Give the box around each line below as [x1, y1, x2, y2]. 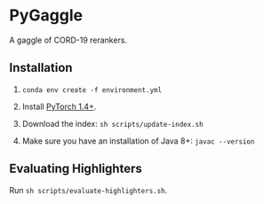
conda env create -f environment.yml [21, 85, 163, 94]
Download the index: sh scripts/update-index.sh [21, 118, 204, 129]
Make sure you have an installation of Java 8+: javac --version [21, 135, 255, 146]
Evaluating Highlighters [9, 161, 142, 177]
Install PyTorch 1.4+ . [21, 101, 97, 112]
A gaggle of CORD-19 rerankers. [9, 35, 127, 45]
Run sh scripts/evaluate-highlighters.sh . [9, 184, 168, 195]
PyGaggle [9, 5, 83, 26]
